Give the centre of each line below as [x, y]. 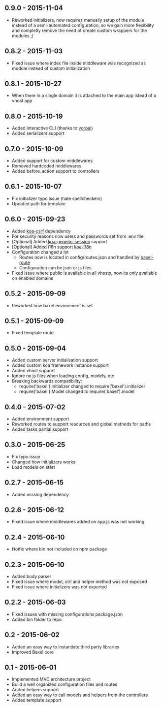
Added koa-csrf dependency [41, 231]
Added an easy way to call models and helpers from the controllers [80, 695]
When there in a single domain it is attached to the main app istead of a [84, 96]
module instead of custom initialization [51, 68]
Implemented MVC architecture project [51, 679]
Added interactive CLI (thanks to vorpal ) [52, 128]
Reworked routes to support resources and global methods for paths [81, 424]
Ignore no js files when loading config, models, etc [63, 376]
